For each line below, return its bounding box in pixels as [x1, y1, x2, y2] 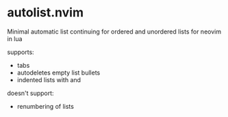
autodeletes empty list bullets [16, 68, 101, 77]
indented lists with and [16, 75, 81, 83]
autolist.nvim [7, 5, 84, 21]
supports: [7, 48, 34, 56]
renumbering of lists [16, 102, 74, 110]
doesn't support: [7, 89, 54, 97]
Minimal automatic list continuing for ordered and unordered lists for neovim [7, 27, 221, 36]
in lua [7, 34, 23, 42]
